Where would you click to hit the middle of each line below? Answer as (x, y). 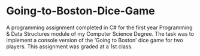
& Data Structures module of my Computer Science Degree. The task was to (100, 33)
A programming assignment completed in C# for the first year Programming (99, 27)
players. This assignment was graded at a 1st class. (69, 46)
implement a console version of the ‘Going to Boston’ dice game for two (95, 40)
